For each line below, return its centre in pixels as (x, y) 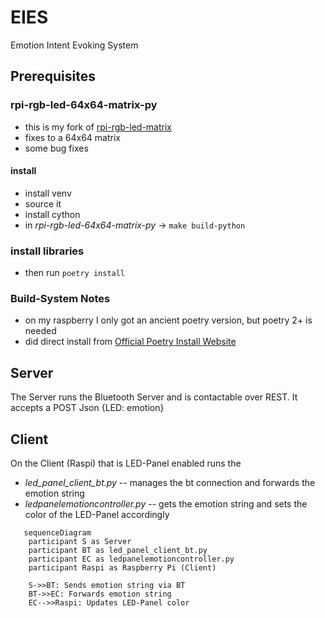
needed (40, 331)
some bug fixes (56, 148)
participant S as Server (80, 542)
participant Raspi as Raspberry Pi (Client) (122, 568)
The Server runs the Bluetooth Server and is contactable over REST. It (154, 397)
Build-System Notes (60, 299)
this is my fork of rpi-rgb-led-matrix (98, 127)
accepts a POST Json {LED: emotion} (87, 408)
